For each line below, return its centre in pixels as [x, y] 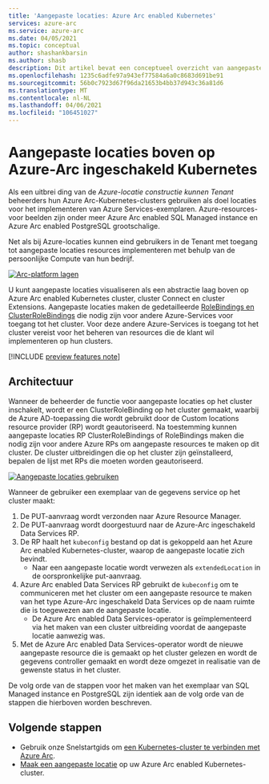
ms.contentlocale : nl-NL [50, 98]
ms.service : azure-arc [46, 31]
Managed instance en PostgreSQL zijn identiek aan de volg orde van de [126, 694]
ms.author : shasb [37, 61]
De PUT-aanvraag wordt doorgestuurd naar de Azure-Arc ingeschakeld [137, 525]
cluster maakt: [32, 500]
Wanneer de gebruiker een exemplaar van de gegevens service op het [124, 492]
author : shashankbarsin [48, 53]
